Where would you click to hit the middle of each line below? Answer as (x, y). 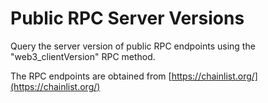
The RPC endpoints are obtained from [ (91, 76)
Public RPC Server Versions (127, 18)
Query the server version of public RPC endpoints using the (133, 46)
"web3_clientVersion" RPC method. (83, 56)
